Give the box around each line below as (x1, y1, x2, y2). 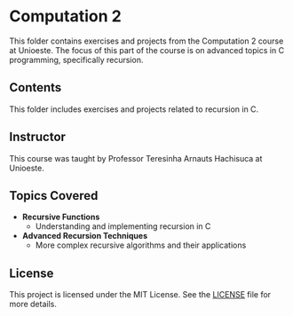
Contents (9, 80, 62, 95)
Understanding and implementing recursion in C (35, 221, 211, 232)
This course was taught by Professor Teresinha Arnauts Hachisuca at (9, 153, 263, 163)
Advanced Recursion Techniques (21, 231, 148, 241)
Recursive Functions (21, 211, 100, 223)
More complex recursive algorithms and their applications (35, 240, 247, 250)
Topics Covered (9, 188, 99, 203)
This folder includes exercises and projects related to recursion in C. (9, 104, 259, 115)
